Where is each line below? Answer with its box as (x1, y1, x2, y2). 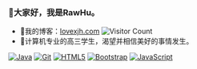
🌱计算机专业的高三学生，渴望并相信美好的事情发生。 (19, 36, 194, 46)
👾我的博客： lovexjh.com (19, 26, 100, 36)
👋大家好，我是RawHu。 (8, 6, 100, 17)
